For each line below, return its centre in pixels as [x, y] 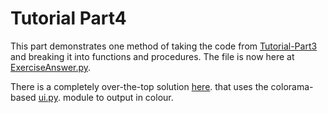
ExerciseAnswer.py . [51, 67]
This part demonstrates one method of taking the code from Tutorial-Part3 [164, 46]
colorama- [292, 86]
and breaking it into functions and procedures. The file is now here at [152, 56]
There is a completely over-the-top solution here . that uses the [139, 86]
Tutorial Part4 [68, 18]
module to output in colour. [118, 97]
